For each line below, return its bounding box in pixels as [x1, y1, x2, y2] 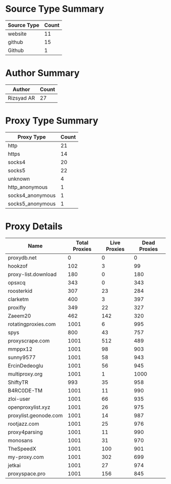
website [8, 30, 27, 37]
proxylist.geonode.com [8, 412, 63, 419]
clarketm [8, 295, 29, 303]
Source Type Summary [5, 3, 104, 15]
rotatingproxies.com [8, 320, 56, 328]
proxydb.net [8, 254, 37, 261]
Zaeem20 [8, 312, 32, 319]
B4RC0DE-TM [8, 387, 43, 394]
